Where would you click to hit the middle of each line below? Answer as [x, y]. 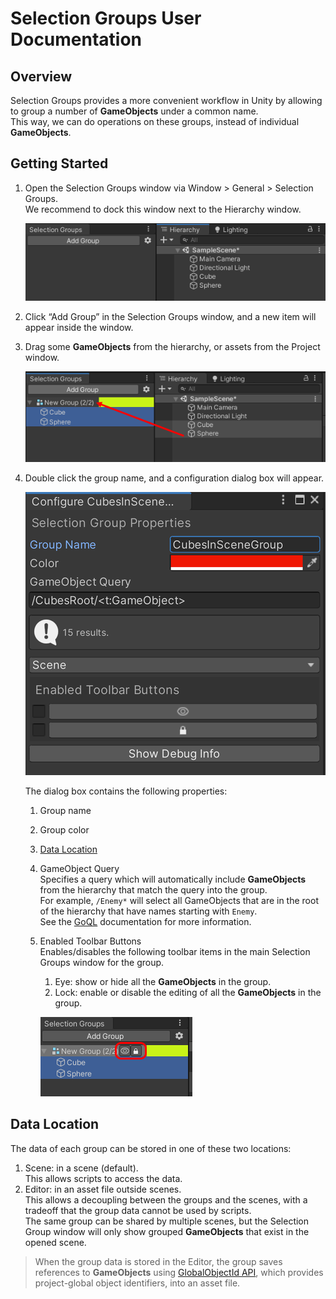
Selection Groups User [106, 18]
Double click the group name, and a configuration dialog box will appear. [174, 478]
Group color [64, 829]
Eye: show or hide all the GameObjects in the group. [163, 981]
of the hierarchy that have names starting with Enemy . [148, 911]
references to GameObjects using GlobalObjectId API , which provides [179, 1272]
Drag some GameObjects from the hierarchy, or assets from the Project [172, 346]
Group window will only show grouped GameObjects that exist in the [167, 1231]
